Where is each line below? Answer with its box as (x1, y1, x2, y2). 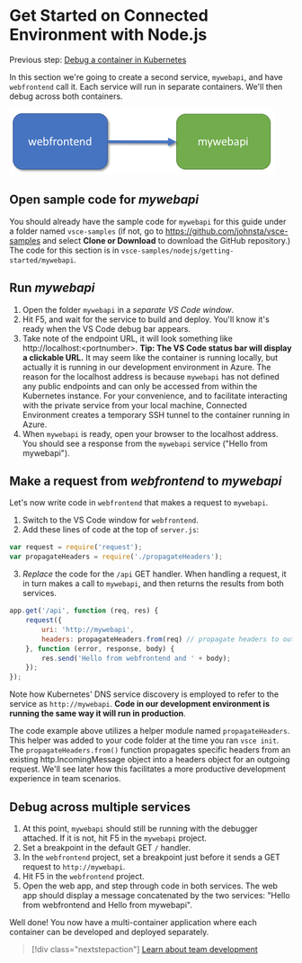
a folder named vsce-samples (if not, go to (9, 226, 164, 236)
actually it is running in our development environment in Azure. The (22, 361, 271, 372)
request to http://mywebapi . (22, 860, 126, 872)
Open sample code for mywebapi (9, 192, 200, 208)
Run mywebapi (9, 281, 95, 296)
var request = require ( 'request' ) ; (9, 543, 143, 552)
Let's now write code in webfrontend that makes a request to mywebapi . (9, 497, 269, 508)
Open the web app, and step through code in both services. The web (22, 880, 279, 891)
